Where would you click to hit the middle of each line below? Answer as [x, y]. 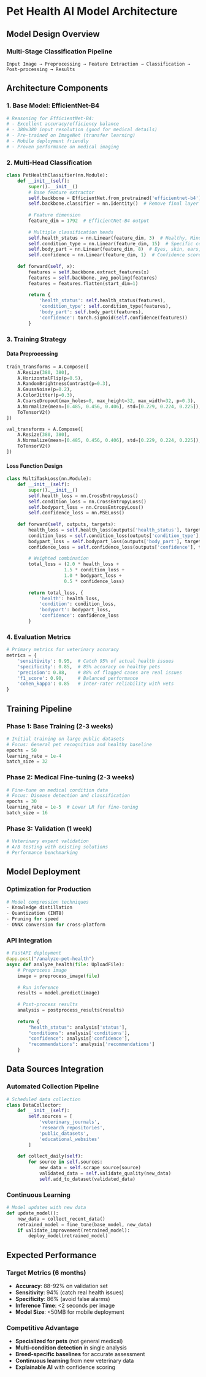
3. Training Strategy [36, 339]
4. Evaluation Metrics [39, 637]
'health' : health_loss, [69, 598]
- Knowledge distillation [39, 908]
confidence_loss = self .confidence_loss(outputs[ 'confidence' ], [112, 547]
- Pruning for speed [33, 919]
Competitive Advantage [43, 1327]
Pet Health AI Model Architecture [92, 11]
